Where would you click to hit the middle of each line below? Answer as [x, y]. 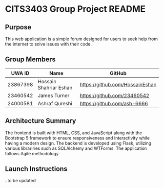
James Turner [54, 95]
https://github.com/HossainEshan [118, 84]
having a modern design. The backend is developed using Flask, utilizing [78, 143]
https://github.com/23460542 [115, 95]
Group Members [31, 59]
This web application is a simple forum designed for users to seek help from [81, 39]
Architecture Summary [41, 121]
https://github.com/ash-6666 [114, 103]
